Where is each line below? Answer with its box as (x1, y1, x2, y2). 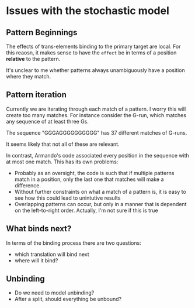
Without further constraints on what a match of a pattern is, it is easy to (14, 188, 187, 195)
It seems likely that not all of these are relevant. (6, 141, 120, 148)
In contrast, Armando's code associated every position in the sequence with (6, 152, 190, 159)
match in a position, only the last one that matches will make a (14, 176, 164, 183)
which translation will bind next (14, 251, 89, 258)
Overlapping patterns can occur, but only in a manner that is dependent (14, 200, 187, 207)
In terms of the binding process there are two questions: (6, 239, 141, 247)
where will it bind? (14, 256, 58, 264)
